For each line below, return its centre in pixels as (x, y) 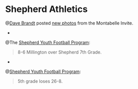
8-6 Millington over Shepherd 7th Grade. (59, 52)
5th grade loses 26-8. (40, 81)
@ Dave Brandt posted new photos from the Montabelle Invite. (69, 23)
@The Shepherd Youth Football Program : (48, 42)
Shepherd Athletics (47, 9)
